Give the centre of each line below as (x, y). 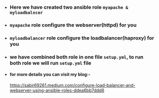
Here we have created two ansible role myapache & (69, 7)
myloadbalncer (26, 13)
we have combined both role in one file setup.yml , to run (77, 57)
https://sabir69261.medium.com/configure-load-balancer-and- (72, 85)
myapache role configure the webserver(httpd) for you (73, 25)
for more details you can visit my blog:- (50, 74)
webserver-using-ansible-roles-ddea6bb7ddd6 (57, 90)
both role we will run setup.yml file (50, 63)
